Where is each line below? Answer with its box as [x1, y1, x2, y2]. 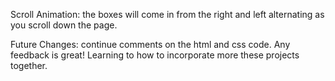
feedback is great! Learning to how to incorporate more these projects [10, 49, 300, 61]
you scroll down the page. [10, 19, 118, 31]
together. [10, 60, 48, 71]
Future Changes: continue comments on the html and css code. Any [10, 39, 291, 50]
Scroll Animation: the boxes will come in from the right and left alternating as [10, 9, 325, 20]
